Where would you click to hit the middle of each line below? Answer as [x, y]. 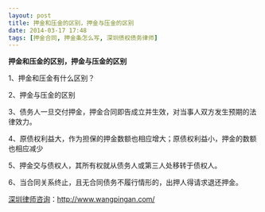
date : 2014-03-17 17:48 [48, 30]
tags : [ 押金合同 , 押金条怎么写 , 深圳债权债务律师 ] [83, 38]
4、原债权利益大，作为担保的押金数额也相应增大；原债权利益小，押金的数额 [132, 139]
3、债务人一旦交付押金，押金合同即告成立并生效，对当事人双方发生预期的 [129, 112]
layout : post [30, 15]
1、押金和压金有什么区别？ [52, 78]
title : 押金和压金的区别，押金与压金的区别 [71, 23]
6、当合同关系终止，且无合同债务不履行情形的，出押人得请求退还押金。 [125, 183]
